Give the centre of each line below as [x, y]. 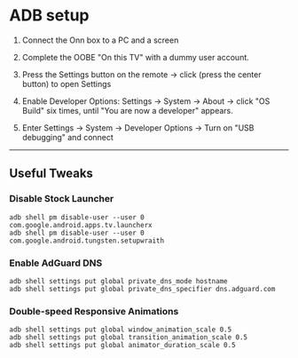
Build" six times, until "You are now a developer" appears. [127, 110]
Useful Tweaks [51, 174]
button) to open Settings [67, 84]
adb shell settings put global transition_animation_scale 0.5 [129, 338]
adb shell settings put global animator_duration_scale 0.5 [123, 346]
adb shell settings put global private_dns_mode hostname [118, 281]
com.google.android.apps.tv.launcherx [81, 225]
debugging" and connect [67, 137]
